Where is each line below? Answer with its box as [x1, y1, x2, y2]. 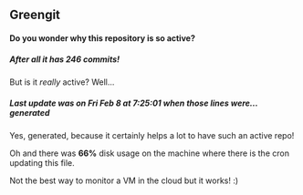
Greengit [9, 7, 61, 23]
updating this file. [9, 157, 75, 168]
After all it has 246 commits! [9, 54, 120, 65]
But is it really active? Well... [9, 77, 115, 87]
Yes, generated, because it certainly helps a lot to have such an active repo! [9, 129, 295, 140]
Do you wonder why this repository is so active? [9, 32, 196, 44]
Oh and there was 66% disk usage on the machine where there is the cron [9, 148, 290, 159]
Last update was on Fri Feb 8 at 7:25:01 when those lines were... [9, 97, 258, 108]
